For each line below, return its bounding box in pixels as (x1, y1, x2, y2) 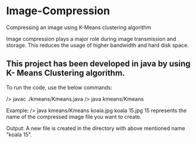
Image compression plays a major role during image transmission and (6, 35, 176, 42)
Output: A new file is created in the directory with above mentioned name (6, 125, 185, 132)
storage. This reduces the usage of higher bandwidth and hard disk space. (6, 42, 189, 49)
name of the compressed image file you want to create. (6, 113, 142, 120)
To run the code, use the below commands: (6, 84, 113, 91)
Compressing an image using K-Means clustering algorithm (6, 24, 151, 31)
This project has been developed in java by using (6, 59, 191, 69)
